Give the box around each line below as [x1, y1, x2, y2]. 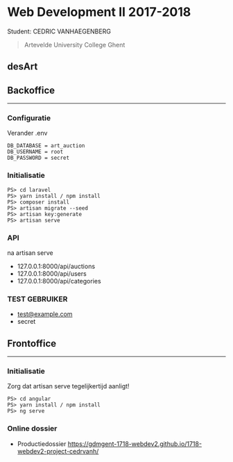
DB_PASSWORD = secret [7, 154, 70, 162]
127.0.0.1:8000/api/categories [17, 277, 102, 286]
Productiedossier [17, 439, 67, 448]
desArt [7, 60, 38, 73]
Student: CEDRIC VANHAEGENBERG [7, 27, 111, 35]
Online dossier [7, 424, 58, 434]
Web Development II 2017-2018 [7, 4, 191, 20]
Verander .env [7, 129, 48, 138]
